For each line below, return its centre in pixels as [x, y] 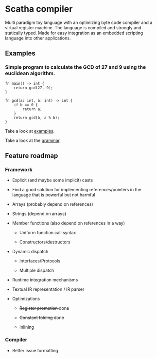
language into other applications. [38, 38]
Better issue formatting [35, 350]
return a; [32, 109]
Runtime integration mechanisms [45, 280]
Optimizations [26, 299]
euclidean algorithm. [30, 73]
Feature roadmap [32, 156]
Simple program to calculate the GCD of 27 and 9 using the [76, 67]
